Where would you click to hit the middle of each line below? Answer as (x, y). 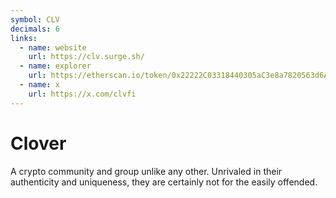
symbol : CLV (35, 19)
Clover (38, 143)
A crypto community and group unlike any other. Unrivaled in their (146, 171)
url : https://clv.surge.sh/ (86, 57)
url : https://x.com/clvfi (82, 94)
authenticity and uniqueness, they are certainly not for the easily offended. (164, 182)
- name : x (39, 85)
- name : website (53, 47)
